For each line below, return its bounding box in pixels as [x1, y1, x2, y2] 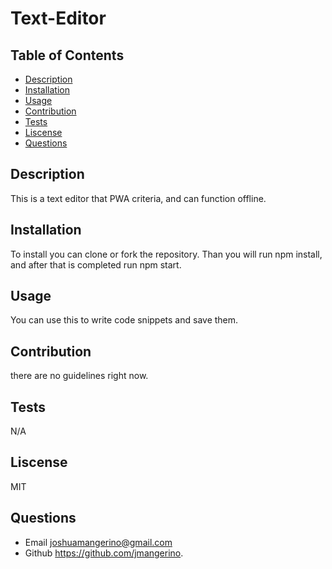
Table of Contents [10, 47, 125, 64]
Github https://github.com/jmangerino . [24, 547, 184, 559]
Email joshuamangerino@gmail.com [24, 536, 173, 548]
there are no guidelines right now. [10, 370, 149, 382]
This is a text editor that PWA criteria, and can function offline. [10, 192, 267, 204]
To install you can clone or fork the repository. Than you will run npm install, [10, 248, 323, 260]
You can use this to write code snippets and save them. [10, 314, 239, 326]
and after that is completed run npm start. [10, 258, 182, 271]
